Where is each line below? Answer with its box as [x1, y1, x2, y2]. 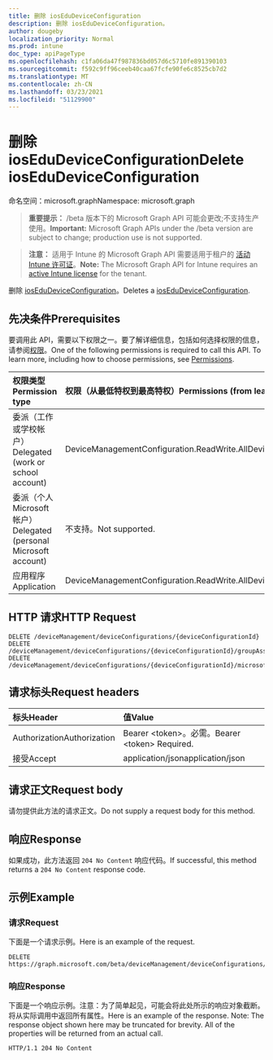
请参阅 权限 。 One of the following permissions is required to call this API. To [8, 345, 262, 354]
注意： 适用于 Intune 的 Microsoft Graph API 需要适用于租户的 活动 [28, 249, 250, 259]
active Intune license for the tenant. [28, 269, 148, 279]
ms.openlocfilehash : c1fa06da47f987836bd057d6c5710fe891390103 [8, 58, 227, 66]
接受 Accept [12, 753, 57, 764]
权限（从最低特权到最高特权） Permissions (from [64, 385, 253, 396]
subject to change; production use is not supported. [28, 233, 203, 243]
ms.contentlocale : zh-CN [8, 80, 93, 88]
